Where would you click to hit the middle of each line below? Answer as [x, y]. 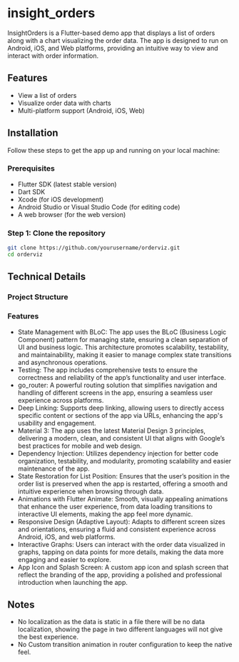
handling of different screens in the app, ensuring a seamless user [115, 392]
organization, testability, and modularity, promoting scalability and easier [124, 461]
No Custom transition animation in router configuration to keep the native [125, 645]
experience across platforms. [61, 400]
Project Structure [38, 297]
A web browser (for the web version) [72, 214]
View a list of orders [47, 95]
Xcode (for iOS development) [61, 199]
